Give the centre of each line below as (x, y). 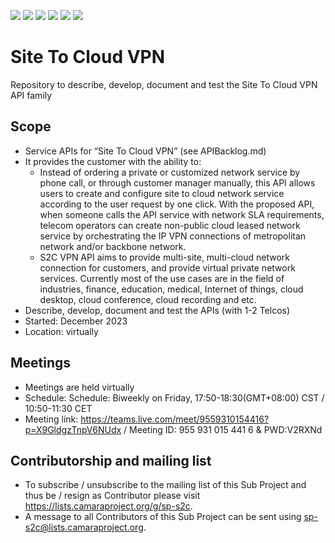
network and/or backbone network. (113, 246)
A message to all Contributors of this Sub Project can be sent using (163, 517)
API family (31, 95)
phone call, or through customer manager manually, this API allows (177, 182)
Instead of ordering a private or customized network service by (170, 172)
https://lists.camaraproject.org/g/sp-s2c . (108, 506)
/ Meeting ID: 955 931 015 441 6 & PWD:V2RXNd (223, 429)
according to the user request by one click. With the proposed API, (177, 204)
